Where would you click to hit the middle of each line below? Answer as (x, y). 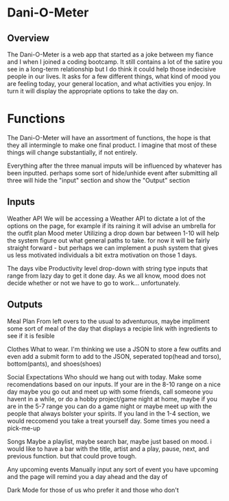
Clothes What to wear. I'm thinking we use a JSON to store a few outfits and (114, 349)
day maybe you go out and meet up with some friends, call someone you (110, 391)
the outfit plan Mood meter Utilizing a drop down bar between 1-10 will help (113, 233)
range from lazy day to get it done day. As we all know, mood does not (107, 276)
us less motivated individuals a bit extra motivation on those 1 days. (102, 255)
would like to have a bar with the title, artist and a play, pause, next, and (108, 449)
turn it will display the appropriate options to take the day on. (93, 91)
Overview (28, 38)
